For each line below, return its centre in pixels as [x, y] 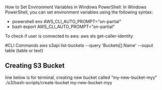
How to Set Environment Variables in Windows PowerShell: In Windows [76, 7]
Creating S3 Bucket [35, 66]
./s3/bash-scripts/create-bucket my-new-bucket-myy [59, 82]
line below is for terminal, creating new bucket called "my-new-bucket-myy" [81, 77]
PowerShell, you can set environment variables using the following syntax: [79, 12]
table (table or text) [24, 51]
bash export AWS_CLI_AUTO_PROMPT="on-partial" [63, 27]
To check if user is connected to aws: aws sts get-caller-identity [69, 36]
